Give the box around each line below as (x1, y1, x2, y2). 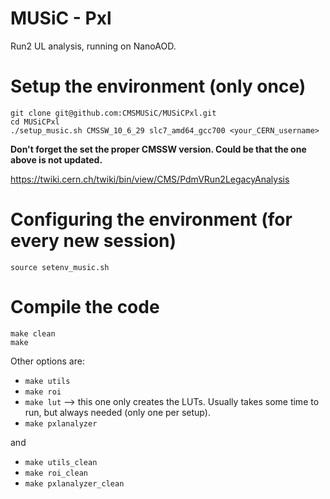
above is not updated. (10, 153, 103, 166)
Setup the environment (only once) (10, 75, 307, 98)
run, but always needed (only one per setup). (24, 406, 211, 418)
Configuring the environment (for (10, 208, 293, 231)
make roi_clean (24, 468, 89, 478)
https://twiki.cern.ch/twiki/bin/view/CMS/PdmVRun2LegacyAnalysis (10, 173, 290, 185)
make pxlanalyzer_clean (24, 478, 125, 489)
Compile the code (10, 296, 160, 318)
